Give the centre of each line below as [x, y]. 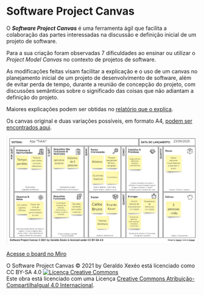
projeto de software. [32, 41]
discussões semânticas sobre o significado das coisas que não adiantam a [100, 90]
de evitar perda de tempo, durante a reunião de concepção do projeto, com [101, 84]
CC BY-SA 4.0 [24, 272]
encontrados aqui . [29, 127]
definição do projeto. [33, 97]
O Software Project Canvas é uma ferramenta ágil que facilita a [87, 28]
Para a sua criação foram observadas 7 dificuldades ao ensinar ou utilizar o [101, 53]
